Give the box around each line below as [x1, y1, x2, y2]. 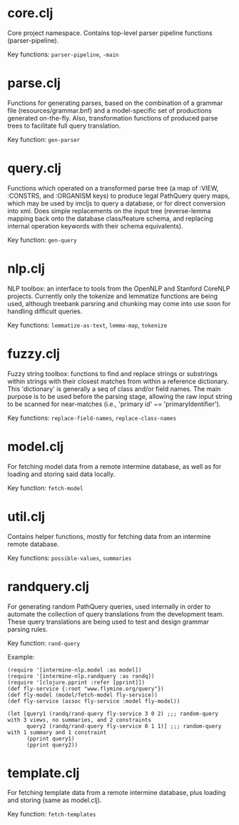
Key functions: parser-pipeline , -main [7, 50, 119, 59]
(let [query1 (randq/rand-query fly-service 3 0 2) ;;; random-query [7, 710, 219, 717]
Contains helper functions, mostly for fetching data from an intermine [7, 532, 211, 540]
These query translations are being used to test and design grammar [7, 617, 209, 626]
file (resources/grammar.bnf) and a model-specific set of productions [7, 106, 212, 115]
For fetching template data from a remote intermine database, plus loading [7, 789, 226, 797]
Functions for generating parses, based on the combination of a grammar [7, 98, 223, 107]
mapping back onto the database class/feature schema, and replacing [7, 214, 213, 223]
